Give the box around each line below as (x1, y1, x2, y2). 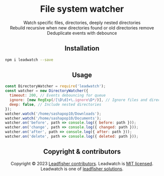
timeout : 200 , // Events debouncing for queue (9, 93, 106, 98)
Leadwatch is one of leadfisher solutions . (41, 166, 123, 172)
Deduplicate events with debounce (47, 30, 117, 36)
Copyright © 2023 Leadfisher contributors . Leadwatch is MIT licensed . (10, 160, 154, 166)
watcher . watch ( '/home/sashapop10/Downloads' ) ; (5, 111, 102, 116)
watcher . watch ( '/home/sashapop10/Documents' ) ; (5, 116, 102, 121)
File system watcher (40, 3, 124, 15)
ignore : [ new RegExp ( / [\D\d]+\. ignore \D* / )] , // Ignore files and (9, 98, 147, 102)
